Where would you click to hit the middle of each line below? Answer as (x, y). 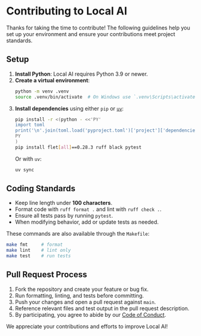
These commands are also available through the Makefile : (78, 234)
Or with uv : (28, 159)
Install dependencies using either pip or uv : (69, 108)
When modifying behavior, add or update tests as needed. (87, 222)
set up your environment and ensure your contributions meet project (91, 34)
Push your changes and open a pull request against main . (85, 302)
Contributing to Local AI (67, 11)
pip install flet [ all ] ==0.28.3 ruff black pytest (78, 147)
